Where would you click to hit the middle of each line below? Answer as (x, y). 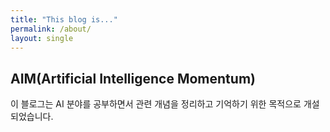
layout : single (42, 38)
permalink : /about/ (51, 29)
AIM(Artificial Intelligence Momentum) (133, 78)
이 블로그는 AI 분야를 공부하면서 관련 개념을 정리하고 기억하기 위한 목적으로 (156, 104)
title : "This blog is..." (64, 19)
